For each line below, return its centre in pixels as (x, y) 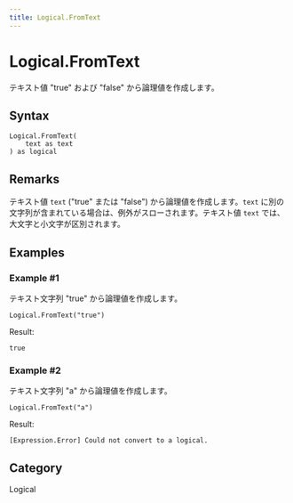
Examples (37, 252)
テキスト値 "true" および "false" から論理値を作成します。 (114, 87)
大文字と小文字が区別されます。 (67, 224)
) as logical (33, 152)
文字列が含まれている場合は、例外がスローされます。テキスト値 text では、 (147, 213)
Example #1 (34, 278)
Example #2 (36, 370)
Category (36, 468)
